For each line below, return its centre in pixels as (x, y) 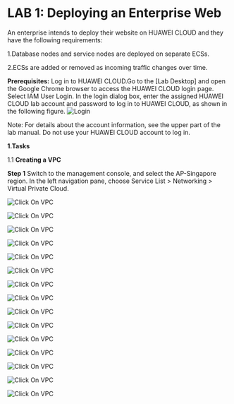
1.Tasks (19, 145)
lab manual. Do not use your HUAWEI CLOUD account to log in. (99, 132)
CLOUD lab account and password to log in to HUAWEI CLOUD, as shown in (117, 103)
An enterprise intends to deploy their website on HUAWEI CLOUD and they (116, 32)
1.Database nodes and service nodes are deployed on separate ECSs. (109, 54)
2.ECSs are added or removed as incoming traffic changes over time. (107, 67)
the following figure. (36, 111)
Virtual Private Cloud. (38, 188)
